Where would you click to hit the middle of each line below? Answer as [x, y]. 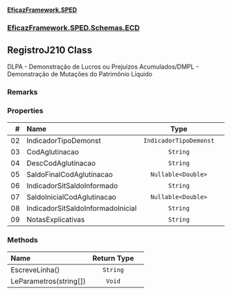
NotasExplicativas [56, 219]
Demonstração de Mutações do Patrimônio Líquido [80, 74]
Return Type [113, 258]
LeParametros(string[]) [48, 281]
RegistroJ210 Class [50, 50]
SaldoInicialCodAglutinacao [71, 196]
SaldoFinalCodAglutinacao [70, 174]
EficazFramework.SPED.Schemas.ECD [73, 28]
